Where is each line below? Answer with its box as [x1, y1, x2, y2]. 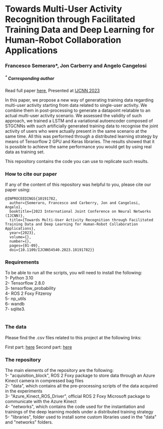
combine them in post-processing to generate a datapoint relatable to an [5, 107, 151, 113]
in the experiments [5, 388, 43, 394]
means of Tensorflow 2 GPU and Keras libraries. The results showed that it [5, 138, 155, 144]
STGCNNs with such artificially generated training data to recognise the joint [5, 123, 158, 129]
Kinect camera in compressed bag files [5, 377, 84, 384]
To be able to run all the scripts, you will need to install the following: [5, 270, 143, 276]
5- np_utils [5, 296, 26, 302]
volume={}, [9, 235, 32, 240]
